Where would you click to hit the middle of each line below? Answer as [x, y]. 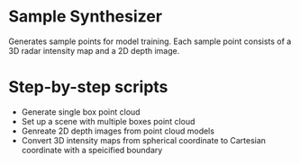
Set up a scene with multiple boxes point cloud [108, 121]
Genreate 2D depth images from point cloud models [118, 131]
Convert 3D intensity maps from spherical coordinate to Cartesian [144, 140]
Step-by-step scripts [88, 87]
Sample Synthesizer [86, 17]
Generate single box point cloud [81, 112]
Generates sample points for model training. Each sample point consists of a [150, 41]
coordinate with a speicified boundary [92, 150]
